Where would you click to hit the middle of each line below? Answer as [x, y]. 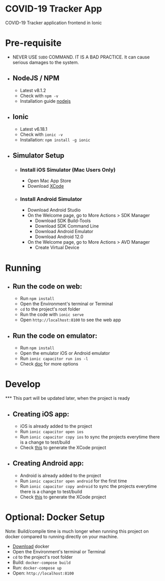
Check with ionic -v [41, 134]
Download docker [31, 546]
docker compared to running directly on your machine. [62, 536]
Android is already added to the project [61, 475]
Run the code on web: [47, 287]
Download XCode [46, 186]
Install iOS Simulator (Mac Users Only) [68, 170]
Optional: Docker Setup [55, 517]
